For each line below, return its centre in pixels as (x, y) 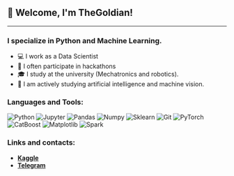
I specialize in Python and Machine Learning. (85, 40)
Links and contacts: (41, 143)
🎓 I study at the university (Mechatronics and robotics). (98, 74)
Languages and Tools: (45, 102)
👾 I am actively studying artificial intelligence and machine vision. (111, 84)
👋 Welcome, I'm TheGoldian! (70, 13)
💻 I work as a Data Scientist (58, 56)
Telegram (31, 165)
